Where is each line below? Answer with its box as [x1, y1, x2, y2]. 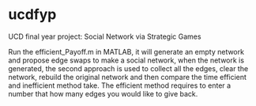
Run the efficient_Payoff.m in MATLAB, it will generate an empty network [8, 47, 245, 56]
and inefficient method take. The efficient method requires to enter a [8, 81, 232, 90]
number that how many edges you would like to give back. [8, 89, 198, 98]
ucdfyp [8, 6, 57, 24]
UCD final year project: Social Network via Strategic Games [8, 32, 201, 41]
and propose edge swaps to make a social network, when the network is [8, 55, 245, 65]
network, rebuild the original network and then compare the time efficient [8, 72, 247, 81]
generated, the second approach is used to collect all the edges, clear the [8, 63, 249, 73]
